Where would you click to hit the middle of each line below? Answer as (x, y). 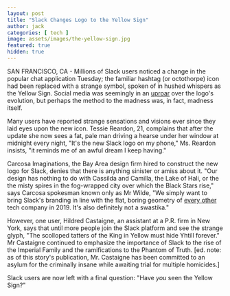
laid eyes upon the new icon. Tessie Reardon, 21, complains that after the (111, 128)
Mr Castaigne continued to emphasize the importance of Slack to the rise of (114, 242)
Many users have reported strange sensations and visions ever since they (112, 121)
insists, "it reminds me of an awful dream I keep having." (87, 150)
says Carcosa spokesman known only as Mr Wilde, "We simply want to (107, 192)
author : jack (26, 26)
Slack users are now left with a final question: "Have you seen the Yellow (110, 277)
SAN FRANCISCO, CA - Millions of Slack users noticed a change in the (106, 71)
